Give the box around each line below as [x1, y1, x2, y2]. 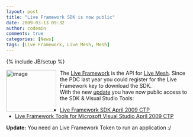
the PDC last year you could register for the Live [60, 75, 177, 83]
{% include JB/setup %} [6, 58, 65, 65]
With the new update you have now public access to [60, 88, 188, 95]
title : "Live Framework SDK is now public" [6, 14, 115, 20]
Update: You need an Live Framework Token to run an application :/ [6, 124, 172, 131]
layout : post [6, 8, 38, 15]
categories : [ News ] [6, 36, 54, 42]
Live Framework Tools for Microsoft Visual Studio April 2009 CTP [14, 112, 174, 119]
